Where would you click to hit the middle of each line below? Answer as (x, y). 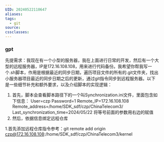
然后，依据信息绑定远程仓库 (40, 118)
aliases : (14, 14)
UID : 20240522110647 (26, 9)
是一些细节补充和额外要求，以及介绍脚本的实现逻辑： (59, 85)
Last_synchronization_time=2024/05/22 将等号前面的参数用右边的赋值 (83, 112)
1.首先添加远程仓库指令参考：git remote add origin (55, 129)
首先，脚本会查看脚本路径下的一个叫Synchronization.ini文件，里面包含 (83, 95)
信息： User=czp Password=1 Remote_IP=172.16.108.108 (73, 101)
